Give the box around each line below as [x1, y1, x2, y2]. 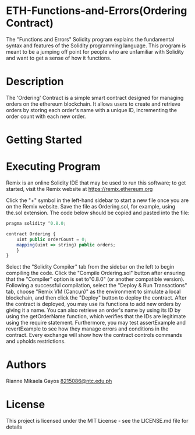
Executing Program [6, 160, 101, 173]
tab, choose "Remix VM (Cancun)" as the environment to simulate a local [6, 288, 181, 295]
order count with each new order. [6, 113, 86, 120]
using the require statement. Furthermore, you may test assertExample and [6, 319, 186, 326]
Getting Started [6, 133, 83, 147]
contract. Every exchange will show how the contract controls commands [6, 332, 182, 339]
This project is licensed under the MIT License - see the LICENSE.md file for [6, 417, 189, 424]
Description [6, 75, 64, 88]
